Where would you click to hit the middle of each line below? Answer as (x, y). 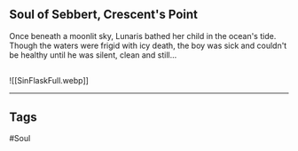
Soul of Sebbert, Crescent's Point (103, 15)
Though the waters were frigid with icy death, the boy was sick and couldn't (148, 45)
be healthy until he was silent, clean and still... (93, 55)
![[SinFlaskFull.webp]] (49, 81)
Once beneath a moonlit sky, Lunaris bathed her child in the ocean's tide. (143, 36)
